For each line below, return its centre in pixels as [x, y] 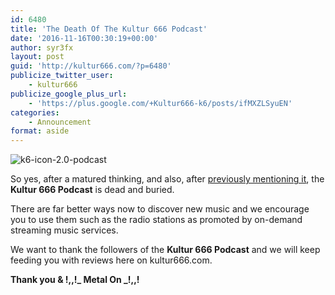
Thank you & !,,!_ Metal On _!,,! [75, 280]
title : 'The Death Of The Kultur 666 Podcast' [109, 29]
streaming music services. [64, 230]
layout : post [37, 57]
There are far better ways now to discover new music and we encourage [160, 209]
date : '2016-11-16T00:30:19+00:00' [84, 38]
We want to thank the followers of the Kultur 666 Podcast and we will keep [165, 250]
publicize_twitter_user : [62, 76]
